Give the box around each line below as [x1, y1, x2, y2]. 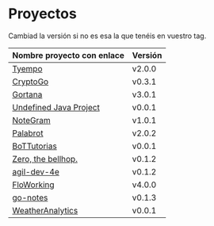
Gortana [12, 89, 43, 100]
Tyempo [12, 63, 43, 74]
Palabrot [12, 128, 44, 139]
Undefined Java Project [12, 102, 101, 113]
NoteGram [12, 114, 52, 125]
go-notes [12, 192, 48, 203]
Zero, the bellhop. [12, 153, 78, 164]
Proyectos [8, 5, 77, 23]
